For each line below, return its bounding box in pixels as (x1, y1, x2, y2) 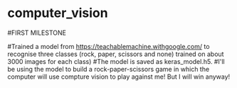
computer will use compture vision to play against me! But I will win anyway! (7, 72, 231, 81)
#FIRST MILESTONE (7, 28, 66, 37)
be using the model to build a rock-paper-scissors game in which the (7, 65, 210, 73)
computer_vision (7, 5, 108, 21)
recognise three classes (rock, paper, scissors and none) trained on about (7, 50, 224, 58)
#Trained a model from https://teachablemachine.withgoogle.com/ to (7, 42, 210, 50)
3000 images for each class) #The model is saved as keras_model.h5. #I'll (7, 57, 226, 65)
